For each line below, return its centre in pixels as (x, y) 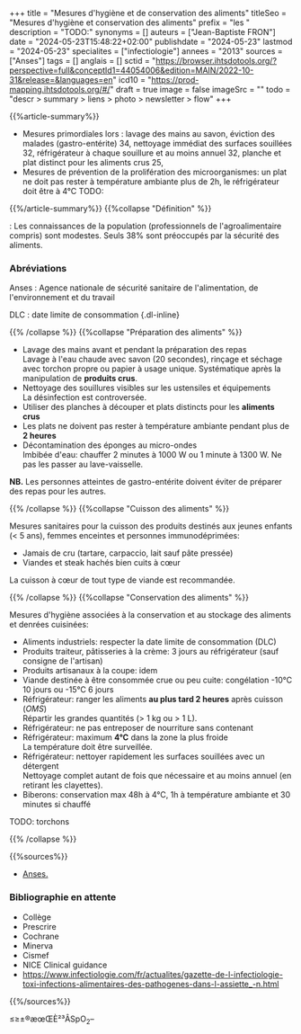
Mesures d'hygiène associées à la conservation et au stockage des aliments (150, 615)
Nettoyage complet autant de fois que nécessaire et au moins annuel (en (157, 776)
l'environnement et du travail (62, 298)
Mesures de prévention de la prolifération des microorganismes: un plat (155, 172)
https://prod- (175, 80)
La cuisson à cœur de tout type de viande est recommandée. (122, 580)
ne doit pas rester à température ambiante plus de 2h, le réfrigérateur (151, 182)
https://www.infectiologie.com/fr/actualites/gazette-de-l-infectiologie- (152, 974)
